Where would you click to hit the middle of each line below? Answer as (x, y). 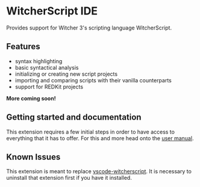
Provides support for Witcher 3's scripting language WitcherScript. (89, 28)
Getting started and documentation (74, 118)
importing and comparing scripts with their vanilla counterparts (93, 80)
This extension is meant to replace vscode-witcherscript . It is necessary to (99, 171)
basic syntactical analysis (47, 67)
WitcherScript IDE (52, 11)
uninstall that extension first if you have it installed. (69, 178)
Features (23, 47)
